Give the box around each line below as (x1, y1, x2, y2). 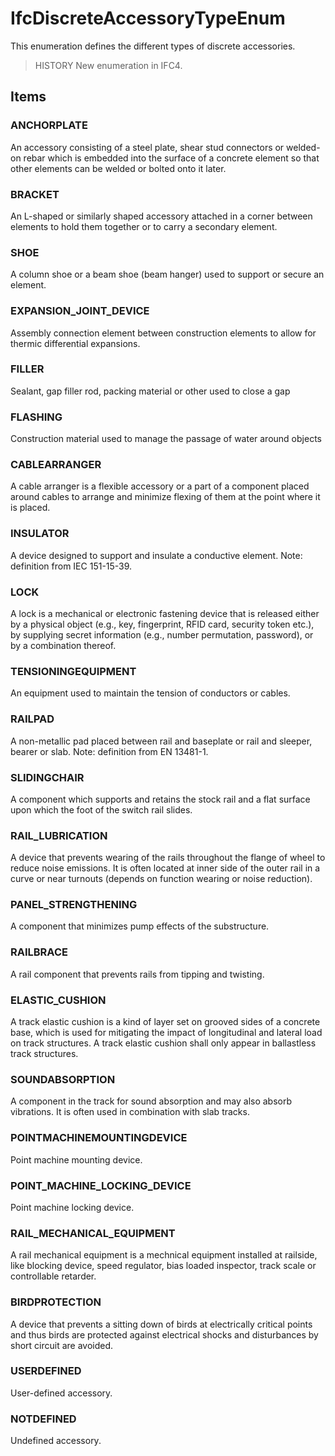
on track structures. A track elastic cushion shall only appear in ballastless (10, 1037, 317, 1049)
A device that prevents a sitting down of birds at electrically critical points (10, 1318, 313, 1330)
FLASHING (10, 410, 63, 424)
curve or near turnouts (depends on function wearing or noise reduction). (10, 873, 313, 885)
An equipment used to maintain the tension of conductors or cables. (10, 687, 291, 699)
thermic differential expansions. (10, 337, 141, 349)
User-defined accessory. (10, 1387, 113, 1399)
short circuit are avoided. (10, 1339, 114, 1351)
